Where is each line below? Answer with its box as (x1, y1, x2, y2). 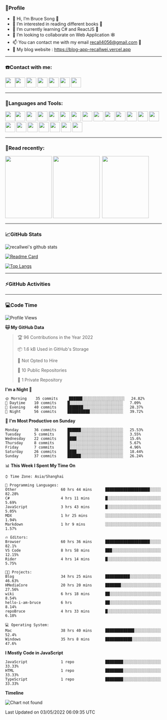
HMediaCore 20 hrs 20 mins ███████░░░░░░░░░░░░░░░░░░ (5, 583, 162, 588)
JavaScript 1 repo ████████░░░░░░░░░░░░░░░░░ (5, 659, 162, 665)
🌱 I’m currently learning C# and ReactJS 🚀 (12, 26, 99, 32)
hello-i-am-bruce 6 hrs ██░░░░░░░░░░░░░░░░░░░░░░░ (5, 600, 162, 605)
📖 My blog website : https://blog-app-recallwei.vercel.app (12, 47, 131, 53)
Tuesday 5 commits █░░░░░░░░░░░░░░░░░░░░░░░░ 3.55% (5, 432, 141, 437)
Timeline (5, 690, 24, 696)
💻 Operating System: (5, 623, 50, 628)
